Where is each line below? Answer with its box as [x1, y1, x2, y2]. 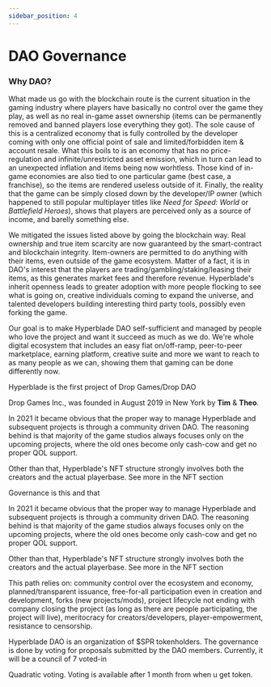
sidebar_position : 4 [8, 11, 78, 20]
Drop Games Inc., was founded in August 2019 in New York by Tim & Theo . [8, 398, 260, 408]
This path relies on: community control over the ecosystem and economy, [8, 578, 254, 588]
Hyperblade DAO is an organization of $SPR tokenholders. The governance [8, 637, 259, 646]
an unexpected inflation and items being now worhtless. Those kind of [8, 163, 243, 173]
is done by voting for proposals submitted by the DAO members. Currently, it [8, 646, 264, 655]
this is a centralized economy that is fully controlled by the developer [8, 129, 239, 139]
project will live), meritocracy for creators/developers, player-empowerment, [8, 612, 264, 622]
